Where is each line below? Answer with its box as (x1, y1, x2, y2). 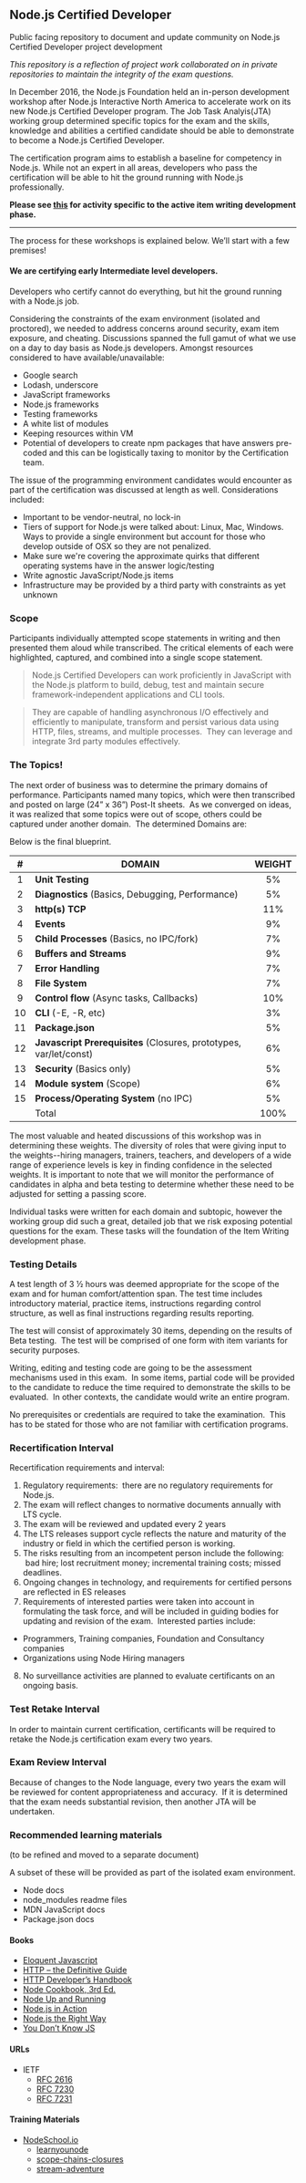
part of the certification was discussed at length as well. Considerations (9, 484, 279, 495)
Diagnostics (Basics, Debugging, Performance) (35, 888, 239, 900)
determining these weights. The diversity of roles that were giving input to (9, 1139, 287, 1150)
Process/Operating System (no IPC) (35, 1092, 193, 1105)
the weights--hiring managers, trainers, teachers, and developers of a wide (9, 1149, 291, 1160)
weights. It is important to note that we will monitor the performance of (9, 1169, 275, 1180)
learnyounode (36, 2144, 89, 2155)
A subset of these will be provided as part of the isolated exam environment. (9, 1867, 296, 1878)
